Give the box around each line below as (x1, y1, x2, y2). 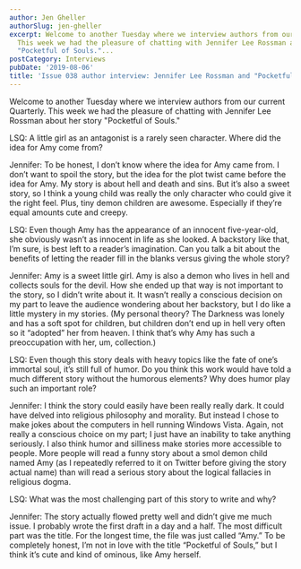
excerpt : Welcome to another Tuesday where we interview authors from (9, 30, 279, 39)
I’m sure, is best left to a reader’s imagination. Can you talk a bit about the (9, 243, 280, 254)
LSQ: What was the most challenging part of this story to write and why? (9, 494, 277, 504)
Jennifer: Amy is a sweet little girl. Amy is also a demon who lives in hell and (9, 270, 290, 280)
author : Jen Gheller (9, 13, 87, 22)
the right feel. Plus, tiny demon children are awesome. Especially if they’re (9, 197, 282, 208)
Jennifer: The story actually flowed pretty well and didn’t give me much (9, 511, 272, 522)
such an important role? (9, 383, 97, 393)
